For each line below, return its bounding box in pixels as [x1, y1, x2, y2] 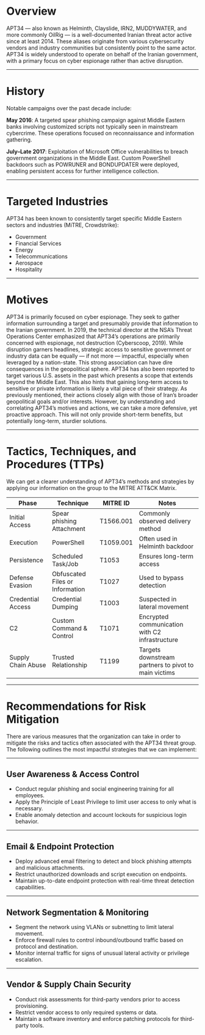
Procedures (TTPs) [6, 457, 105, 471]
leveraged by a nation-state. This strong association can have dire [6, 358, 173, 366]
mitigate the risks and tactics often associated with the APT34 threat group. [6, 739, 196, 747]
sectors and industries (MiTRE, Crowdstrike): [6, 221, 119, 228]
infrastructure [138, 635, 179, 644]
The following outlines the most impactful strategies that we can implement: [6, 745, 197, 753]
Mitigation [6, 712, 59, 726]
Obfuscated [51, 570, 87, 578]
